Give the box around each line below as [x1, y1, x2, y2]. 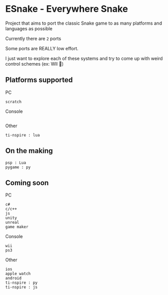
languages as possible [5, 25, 53, 31]
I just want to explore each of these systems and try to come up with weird [5, 55, 163, 62]
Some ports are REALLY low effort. [5, 45, 78, 51]
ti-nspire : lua [5, 132, 40, 137]
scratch [5, 99, 22, 104]
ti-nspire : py [5, 280, 38, 285]
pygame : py [5, 165, 31, 170]
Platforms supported [5, 75, 73, 85]
